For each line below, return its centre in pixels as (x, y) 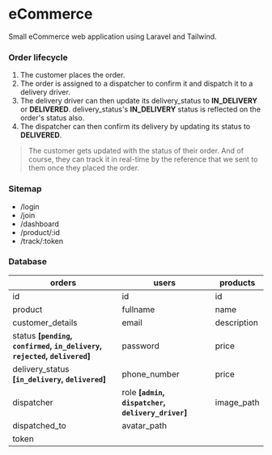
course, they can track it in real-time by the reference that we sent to (143, 159)
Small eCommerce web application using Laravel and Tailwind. (113, 36)
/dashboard (39, 224)
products (238, 282)
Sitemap (25, 189)
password (140, 346)
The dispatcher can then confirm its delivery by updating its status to (135, 127)
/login (30, 206)
